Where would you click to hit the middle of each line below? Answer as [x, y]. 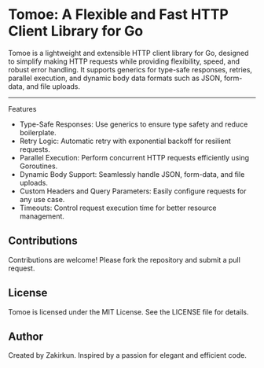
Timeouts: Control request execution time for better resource [118, 208]
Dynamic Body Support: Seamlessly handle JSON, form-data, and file [132, 174]
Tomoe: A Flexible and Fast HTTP [119, 15]
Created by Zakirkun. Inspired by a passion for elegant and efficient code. [128, 355]
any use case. [42, 199]
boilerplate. [38, 132]
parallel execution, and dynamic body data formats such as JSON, [115, 78]
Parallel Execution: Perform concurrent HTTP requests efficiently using [134, 157]
